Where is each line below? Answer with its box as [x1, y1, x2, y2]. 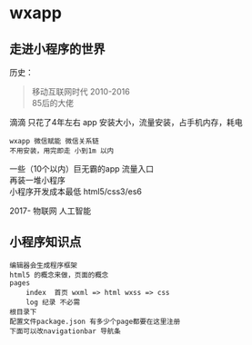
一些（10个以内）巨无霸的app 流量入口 [9, 163, 155, 174]
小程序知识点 [9, 234, 82, 250]
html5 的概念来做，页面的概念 [9, 271, 109, 280]
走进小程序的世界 [9, 41, 106, 56]
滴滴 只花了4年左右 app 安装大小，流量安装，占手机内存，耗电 [9, 117, 243, 127]
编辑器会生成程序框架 [9, 261, 77, 270]
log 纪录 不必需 [25, 298, 80, 307]
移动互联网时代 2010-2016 [31, 86, 130, 97]
